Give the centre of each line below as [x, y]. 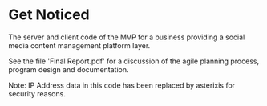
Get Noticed [49, 15]
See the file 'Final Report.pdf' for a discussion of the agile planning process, [133, 61]
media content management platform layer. [79, 45]
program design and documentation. [69, 69]
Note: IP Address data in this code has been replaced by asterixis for [121, 85]
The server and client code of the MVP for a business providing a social [127, 37]
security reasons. [37, 93]
